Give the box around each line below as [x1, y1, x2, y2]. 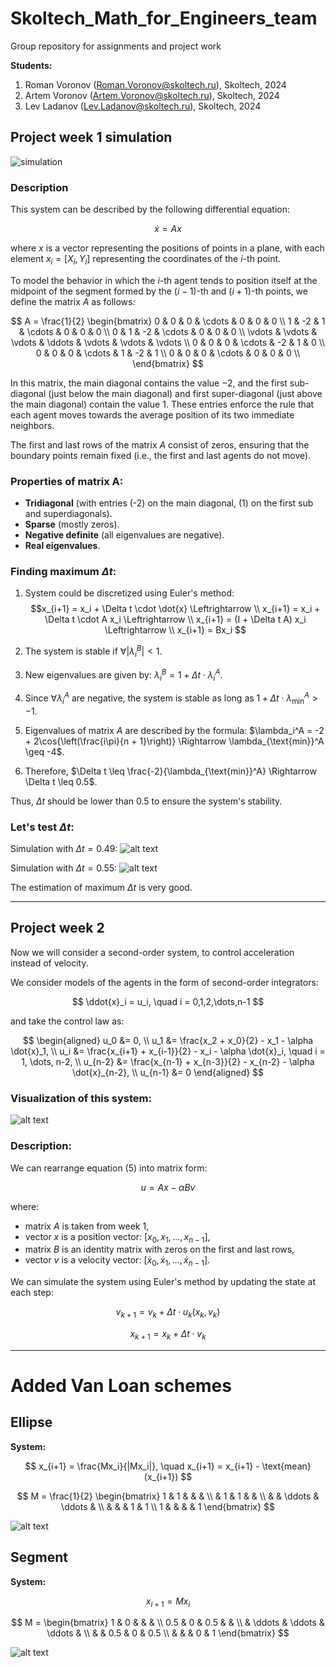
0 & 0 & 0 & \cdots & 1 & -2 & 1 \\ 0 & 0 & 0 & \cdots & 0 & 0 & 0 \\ [35, 347, 301, 359]
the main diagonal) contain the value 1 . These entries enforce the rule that [10, 398, 315, 410]
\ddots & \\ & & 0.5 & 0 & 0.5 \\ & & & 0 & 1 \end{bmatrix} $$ [46, 1627, 290, 1639]
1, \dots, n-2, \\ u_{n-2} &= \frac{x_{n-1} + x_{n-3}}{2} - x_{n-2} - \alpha [21, 1055, 315, 1067]
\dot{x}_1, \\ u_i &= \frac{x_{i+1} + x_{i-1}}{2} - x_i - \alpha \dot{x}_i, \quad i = [10, 1045, 326, 1057]
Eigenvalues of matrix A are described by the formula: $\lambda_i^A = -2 [24, 724, 325, 736]
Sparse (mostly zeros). [24, 518, 120, 531]
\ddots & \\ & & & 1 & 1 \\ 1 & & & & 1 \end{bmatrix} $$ [61, 1500, 275, 1512]
